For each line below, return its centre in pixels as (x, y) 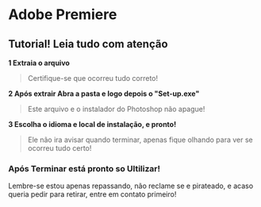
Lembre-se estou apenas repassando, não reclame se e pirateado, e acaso (131, 186)
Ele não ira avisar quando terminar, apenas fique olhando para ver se (140, 140)
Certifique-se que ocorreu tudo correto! (93, 78)
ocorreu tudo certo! (59, 148)
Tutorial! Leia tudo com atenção (88, 44)
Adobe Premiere (63, 15)
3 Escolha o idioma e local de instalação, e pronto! (92, 124)
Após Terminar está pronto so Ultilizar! (84, 168)
